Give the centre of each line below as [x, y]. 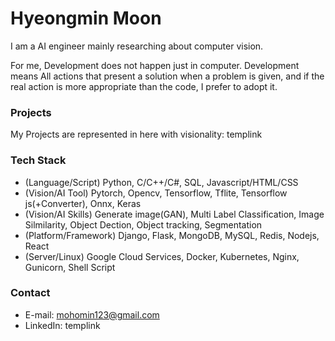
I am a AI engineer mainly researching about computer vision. [137, 46]
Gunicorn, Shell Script [70, 267]
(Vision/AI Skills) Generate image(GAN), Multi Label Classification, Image [174, 214]
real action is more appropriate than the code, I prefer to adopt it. [144, 86]
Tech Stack [38, 160]
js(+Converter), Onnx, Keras [83, 203]
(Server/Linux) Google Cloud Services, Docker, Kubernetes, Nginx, [162, 256]
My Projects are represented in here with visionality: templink [136, 134]
